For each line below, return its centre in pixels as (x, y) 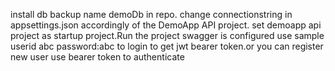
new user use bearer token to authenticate (97, 57)
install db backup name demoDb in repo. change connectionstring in (151, 14)
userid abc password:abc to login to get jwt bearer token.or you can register (167, 46)
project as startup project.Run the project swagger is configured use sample (167, 35)
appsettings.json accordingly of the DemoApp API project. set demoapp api (166, 25)
